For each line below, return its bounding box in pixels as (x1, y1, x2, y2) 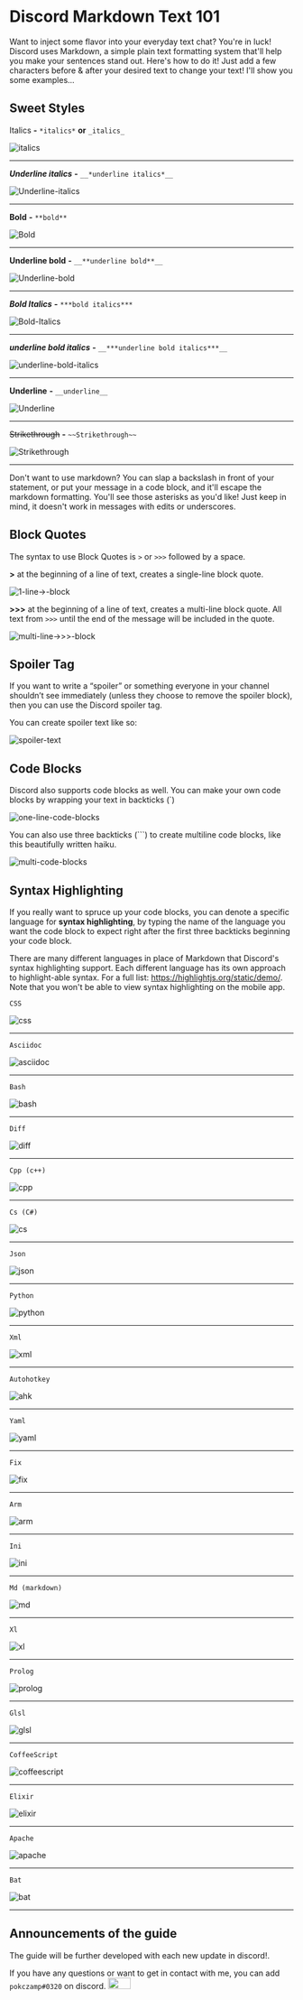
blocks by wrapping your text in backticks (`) (9, 794, 176, 805)
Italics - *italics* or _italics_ (9, 125, 125, 135)
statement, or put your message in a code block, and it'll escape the (9, 481, 262, 493)
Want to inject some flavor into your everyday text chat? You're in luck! (9, 36, 272, 47)
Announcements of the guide (9, 1926, 178, 1941)
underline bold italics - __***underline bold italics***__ (9, 341, 228, 353)
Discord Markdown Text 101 (9, 6, 221, 27)
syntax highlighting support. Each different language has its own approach (9, 963, 286, 973)
